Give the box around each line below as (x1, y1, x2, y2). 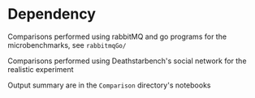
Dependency (7, 5, 97, 23)
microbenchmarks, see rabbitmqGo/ (7, 40, 127, 49)
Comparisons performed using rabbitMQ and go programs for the (7, 32, 227, 41)
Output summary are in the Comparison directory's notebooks (7, 80, 211, 90)
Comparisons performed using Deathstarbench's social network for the (7, 56, 247, 66)
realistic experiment (7, 64, 74, 74)
